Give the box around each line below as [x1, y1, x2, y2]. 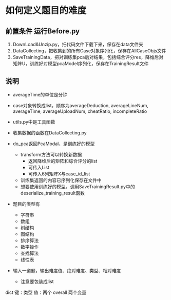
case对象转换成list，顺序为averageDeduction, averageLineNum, [12, 102, 149, 108]
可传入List [28, 164, 50, 170]
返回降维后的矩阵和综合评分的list [28, 157, 98, 164]
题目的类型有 [12, 201, 40, 207]
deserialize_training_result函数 [20, 190, 85, 196]
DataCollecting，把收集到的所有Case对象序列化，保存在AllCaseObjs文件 [12, 48, 166, 54]
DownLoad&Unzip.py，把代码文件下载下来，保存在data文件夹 [12, 42, 144, 47]
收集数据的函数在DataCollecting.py [12, 129, 87, 136]
